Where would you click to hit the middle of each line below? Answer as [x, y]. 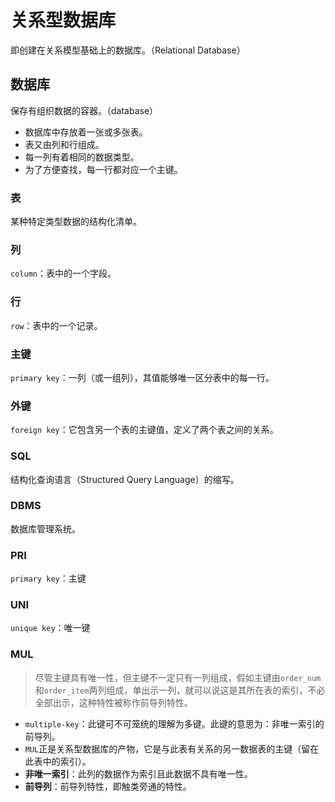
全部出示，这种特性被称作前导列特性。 [113, 702]
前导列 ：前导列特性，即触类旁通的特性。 [108, 786]
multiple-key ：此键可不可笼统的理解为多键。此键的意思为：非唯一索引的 [174, 723]
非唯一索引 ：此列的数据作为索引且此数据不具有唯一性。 [138, 773]
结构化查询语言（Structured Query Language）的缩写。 [125, 479]
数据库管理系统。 [45, 528]
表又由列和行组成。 [64, 144]
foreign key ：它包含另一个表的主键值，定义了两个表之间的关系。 [144, 430]
